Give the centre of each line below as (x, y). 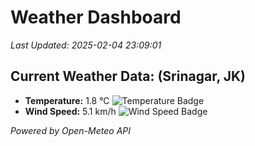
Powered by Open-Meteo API (71, 130)
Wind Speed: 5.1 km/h (70, 111)
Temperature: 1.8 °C (67, 100)
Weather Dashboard (96, 17)
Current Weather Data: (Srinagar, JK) (128, 76)
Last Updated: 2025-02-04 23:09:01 (86, 45)
